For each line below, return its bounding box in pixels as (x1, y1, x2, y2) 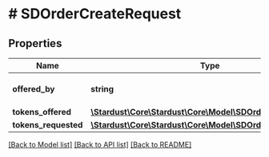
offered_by (12, 84, 55, 94)
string (90, 84, 114, 94)
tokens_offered (12, 107, 72, 117)
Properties (8, 37, 62, 50)
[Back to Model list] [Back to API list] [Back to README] (8, 140, 192, 149)
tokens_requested (12, 120, 83, 130)
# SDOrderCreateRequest (8, 5, 182, 23)
